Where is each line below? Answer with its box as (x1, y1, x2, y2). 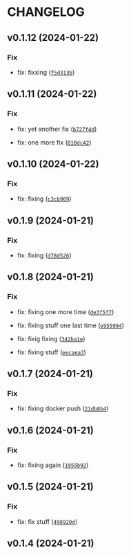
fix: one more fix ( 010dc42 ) (17, 138, 92, 146)
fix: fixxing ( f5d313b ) (17, 68, 75, 76)
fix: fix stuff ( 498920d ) (17, 517, 78, 526)
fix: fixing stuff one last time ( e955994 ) (17, 321, 124, 329)
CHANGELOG (7, 4, 85, 20)
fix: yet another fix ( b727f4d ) (17, 125, 97, 133)
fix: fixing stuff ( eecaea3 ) (17, 347, 86, 356)
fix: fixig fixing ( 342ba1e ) (17, 334, 85, 343)
